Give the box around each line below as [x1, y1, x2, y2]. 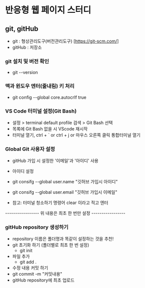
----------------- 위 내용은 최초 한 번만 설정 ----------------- [5, 210, 126, 216]
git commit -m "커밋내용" [12, 271, 63, 277]
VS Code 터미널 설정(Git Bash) [5, 107, 77, 114]
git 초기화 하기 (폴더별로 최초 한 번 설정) [12, 242, 90, 248]
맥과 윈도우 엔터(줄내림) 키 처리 [5, 82, 75, 89]
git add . [19, 259, 37, 265]
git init [19, 247, 33, 253]
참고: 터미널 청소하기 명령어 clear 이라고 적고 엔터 [12, 200, 108, 206]
